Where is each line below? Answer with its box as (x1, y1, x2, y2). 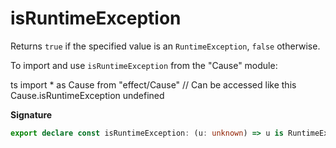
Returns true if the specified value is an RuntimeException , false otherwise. (10, 40, 321, 52)
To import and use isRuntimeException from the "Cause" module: (10, 59, 278, 71)
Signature (10, 108, 53, 121)
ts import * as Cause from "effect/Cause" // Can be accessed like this (10, 78, 297, 91)
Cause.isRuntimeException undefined (10, 89, 165, 101)
